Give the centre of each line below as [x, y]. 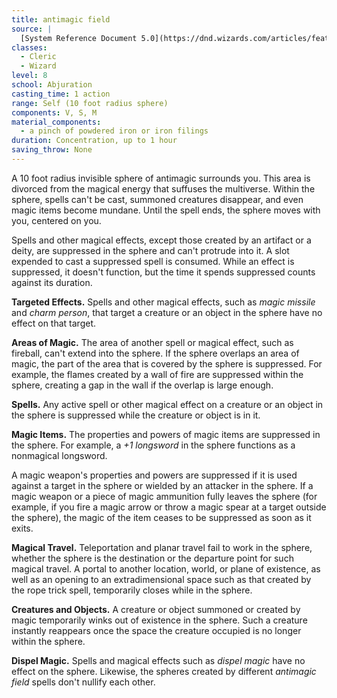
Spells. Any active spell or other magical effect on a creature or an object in [167, 404]
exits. [22, 528]
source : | [32, 29]
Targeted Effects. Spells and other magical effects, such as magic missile [163, 302]
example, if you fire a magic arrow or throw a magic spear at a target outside [169, 507]
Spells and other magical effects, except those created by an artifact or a [161, 240]
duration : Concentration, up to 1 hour [94, 141]
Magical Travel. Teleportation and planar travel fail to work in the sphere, [162, 547]
